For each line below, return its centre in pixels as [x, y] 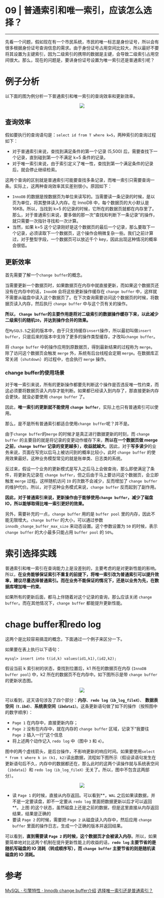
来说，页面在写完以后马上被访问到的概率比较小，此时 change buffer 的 [80, 452]
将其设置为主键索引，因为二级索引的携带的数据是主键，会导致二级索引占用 [80, 54]
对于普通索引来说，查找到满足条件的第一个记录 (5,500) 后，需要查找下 [83, 151]
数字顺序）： [21, 712]
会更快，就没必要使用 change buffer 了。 [46, 397]
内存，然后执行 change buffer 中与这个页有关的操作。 [76, 303]
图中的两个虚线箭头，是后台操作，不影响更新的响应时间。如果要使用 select [80, 751]
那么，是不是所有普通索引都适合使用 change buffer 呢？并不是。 [69, 423]
